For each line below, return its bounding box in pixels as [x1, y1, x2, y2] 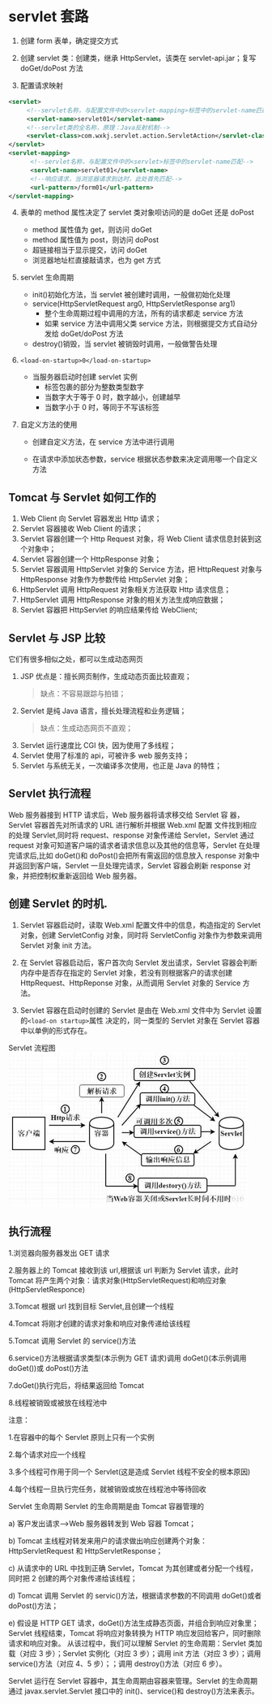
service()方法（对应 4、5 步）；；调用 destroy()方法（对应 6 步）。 [8, 1659, 227, 1668]
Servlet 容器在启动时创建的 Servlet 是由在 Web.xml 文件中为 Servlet [19, 1005, 246, 1015]
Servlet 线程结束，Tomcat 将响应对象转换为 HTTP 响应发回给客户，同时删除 [8, 1628, 261, 1637]
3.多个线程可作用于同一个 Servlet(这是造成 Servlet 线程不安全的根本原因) [8, 1467, 251, 1477]
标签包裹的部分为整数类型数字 [44, 383, 144, 392]
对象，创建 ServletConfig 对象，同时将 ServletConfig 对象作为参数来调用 [19, 930, 263, 940]
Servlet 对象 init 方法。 [19, 940, 96, 950]
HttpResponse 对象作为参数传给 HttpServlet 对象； [19, 574, 190, 585]
